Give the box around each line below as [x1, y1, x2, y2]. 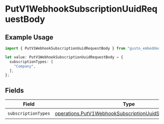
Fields [5, 86, 24, 94]
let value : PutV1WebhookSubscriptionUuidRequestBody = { [5, 54, 123, 59]
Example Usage [5, 33, 54, 41]
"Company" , [14, 64, 36, 69]
